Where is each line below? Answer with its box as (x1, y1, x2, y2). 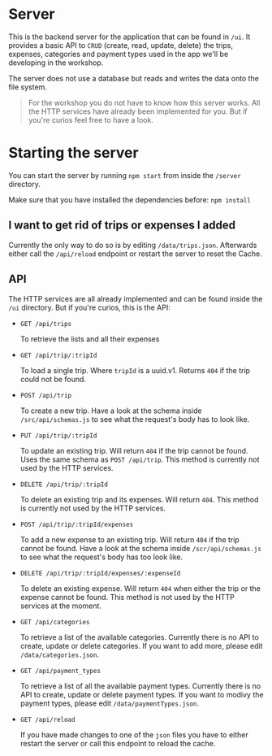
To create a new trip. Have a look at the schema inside (19, 406, 202, 415)
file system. (8, 82, 47, 92)
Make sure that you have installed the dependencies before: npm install (8, 194, 252, 204)
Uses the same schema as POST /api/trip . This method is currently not (19, 454, 260, 464)
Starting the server (8, 144, 140, 163)
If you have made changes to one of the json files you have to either (19, 729, 249, 740)
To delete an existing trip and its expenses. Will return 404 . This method (19, 494, 259, 504)
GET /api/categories (19, 618, 90, 626)
